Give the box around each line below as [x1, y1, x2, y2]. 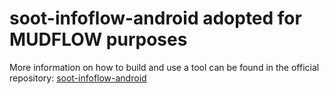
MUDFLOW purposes [9, 28, 188, 51]
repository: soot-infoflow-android [9, 72, 147, 84]
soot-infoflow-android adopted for [9, 7, 302, 30]
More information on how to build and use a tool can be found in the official [9, 61, 320, 73]
